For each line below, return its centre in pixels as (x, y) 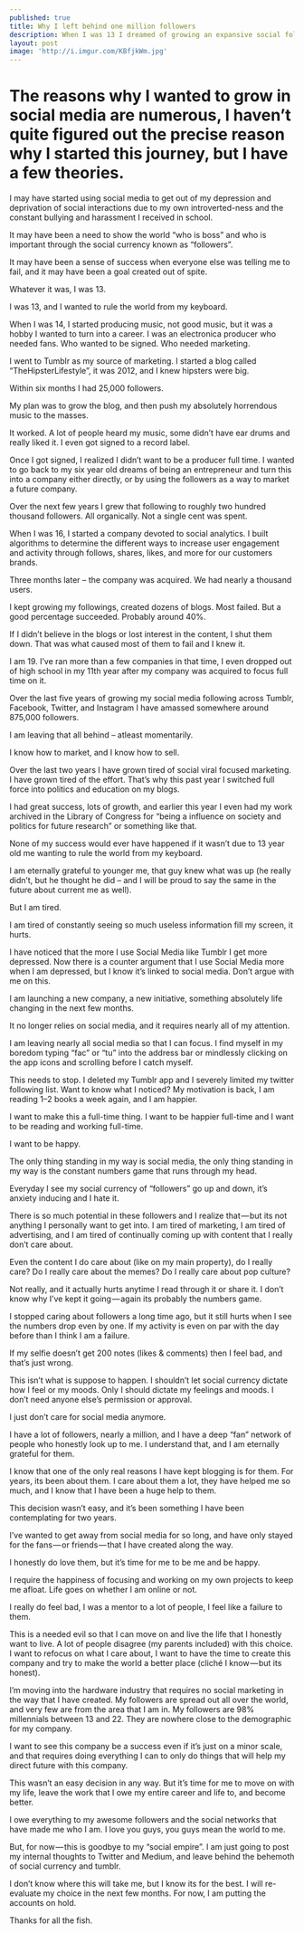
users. (21, 590)
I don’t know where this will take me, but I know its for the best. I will (137, 1884)
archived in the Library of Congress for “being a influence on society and (146, 816)
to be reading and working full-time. (76, 1127)
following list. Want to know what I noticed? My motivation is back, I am (142, 1090)
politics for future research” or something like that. (103, 826)
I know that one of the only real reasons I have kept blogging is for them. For (152, 1471)
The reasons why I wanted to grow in (150, 96)
